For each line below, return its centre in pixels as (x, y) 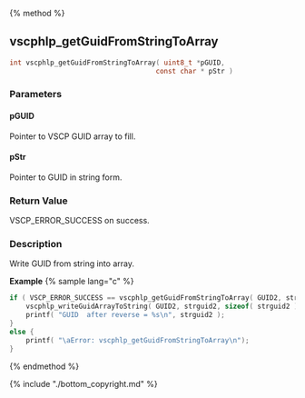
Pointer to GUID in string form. (66, 177)
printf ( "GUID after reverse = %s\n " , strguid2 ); (125, 315)
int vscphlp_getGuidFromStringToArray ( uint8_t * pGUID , (117, 63)
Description (36, 244)
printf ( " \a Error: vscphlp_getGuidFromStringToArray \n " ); (138, 340)
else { (22, 332)
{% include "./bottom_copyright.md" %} (84, 383)
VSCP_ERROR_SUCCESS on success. (79, 221)
